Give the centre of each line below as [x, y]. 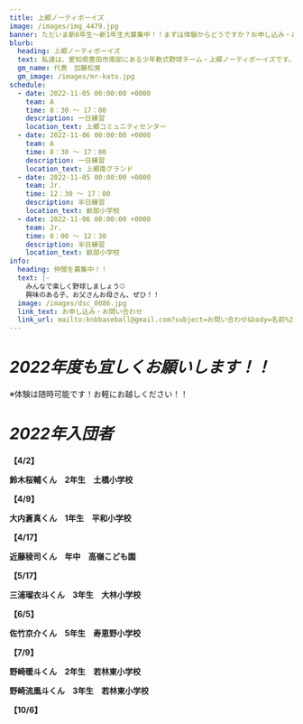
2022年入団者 [61, 434]
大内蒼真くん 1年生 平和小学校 [71, 518]
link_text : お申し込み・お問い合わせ [80, 311]
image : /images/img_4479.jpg [64, 26]
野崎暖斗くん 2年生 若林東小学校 [75, 672]
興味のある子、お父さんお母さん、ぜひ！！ [93, 294]
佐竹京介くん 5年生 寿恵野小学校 [75, 633]
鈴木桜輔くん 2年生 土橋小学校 [71, 480]
